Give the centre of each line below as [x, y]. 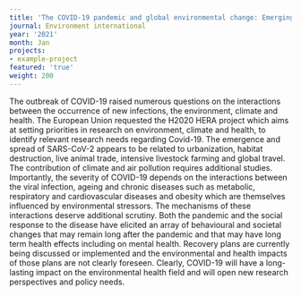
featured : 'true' [42, 68]
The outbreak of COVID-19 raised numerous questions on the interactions [145, 101]
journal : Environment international [77, 26]
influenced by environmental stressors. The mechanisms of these [130, 206]
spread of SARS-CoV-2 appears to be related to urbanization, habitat [136, 148]
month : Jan [30, 42]
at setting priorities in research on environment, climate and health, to [138, 130]
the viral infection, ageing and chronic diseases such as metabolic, [132, 186]
